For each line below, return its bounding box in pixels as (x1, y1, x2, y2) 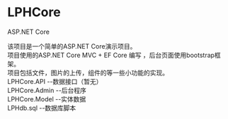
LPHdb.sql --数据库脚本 (7, 104, 76, 112)
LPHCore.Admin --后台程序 (7, 86, 87, 94)
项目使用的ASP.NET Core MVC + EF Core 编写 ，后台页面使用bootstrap (7, 51, 215, 59)
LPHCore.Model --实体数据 (7, 94, 86, 103)
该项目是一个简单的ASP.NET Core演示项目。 (7, 42, 137, 50)
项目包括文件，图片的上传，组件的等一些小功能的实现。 (7, 68, 169, 77)
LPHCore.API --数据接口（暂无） (7, 77, 103, 85)
